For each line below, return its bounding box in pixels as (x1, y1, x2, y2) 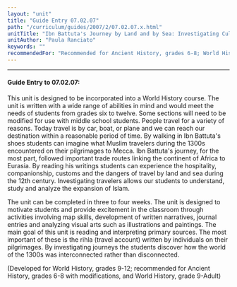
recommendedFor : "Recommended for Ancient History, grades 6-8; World (7, 50, 219, 57)
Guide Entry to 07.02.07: (7, 78, 80, 87)
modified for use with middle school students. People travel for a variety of (7, 117, 224, 125)
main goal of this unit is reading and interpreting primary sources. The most (7, 228, 227, 237)
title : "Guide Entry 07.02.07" (7, 17, 99, 24)
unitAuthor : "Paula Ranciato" (7, 37, 97, 44)
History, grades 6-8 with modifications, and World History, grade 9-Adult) (7, 271, 221, 280)
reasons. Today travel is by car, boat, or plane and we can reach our (7, 124, 205, 133)
